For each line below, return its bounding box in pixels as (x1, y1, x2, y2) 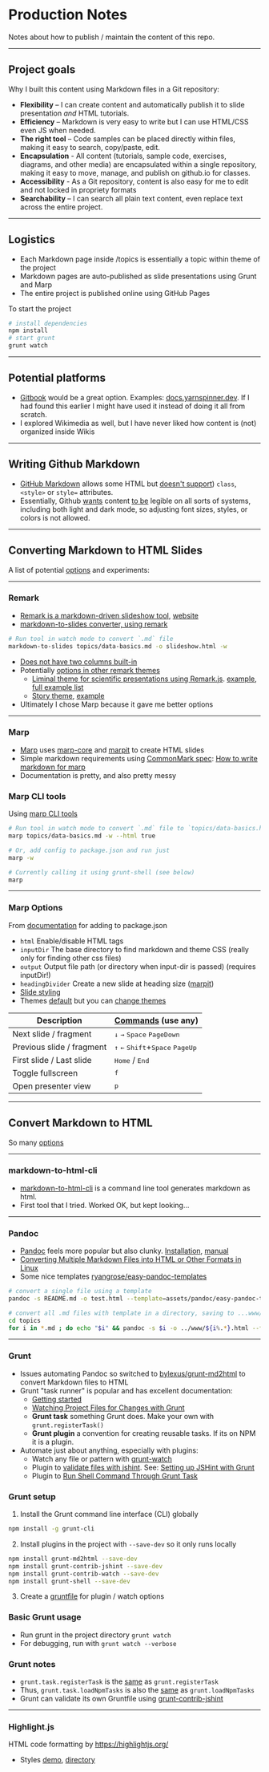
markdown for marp (19, 762, 86, 772)
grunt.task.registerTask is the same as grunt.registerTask (19, 1677, 219, 1686)
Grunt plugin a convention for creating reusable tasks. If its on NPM (31, 1428, 256, 1437)
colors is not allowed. (19, 513, 90, 522)
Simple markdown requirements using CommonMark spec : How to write (19, 753, 258, 763)
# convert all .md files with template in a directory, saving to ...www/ (8, 1309, 263, 1317)
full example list (31, 682, 84, 691)
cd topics (8, 1316, 42, 1324)
